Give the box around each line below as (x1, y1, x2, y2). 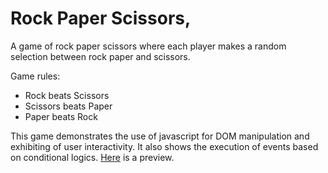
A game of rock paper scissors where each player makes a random (10, 40, 287, 52)
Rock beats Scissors (24, 89, 110, 101)
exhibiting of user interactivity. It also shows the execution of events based (10, 140, 319, 152)
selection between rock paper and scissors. (10, 50, 191, 62)
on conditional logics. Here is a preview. (10, 151, 175, 163)
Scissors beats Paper (24, 100, 113, 112)
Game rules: (10, 70, 61, 82)
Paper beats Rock (24, 110, 98, 122)
